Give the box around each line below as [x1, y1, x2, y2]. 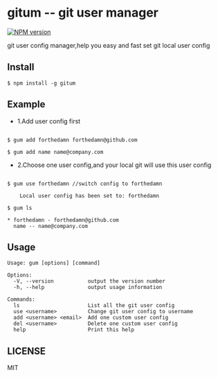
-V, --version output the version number [13, 278, 166, 285]
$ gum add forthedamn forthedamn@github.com [7, 137, 138, 143]
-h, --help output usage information [13, 284, 163, 291]
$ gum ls [7, 204, 33, 211]
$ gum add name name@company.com [7, 148, 104, 155]
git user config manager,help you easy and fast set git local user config [7, 41, 210, 49]
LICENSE [7, 345, 46, 357]
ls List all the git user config [13, 302, 175, 309]
